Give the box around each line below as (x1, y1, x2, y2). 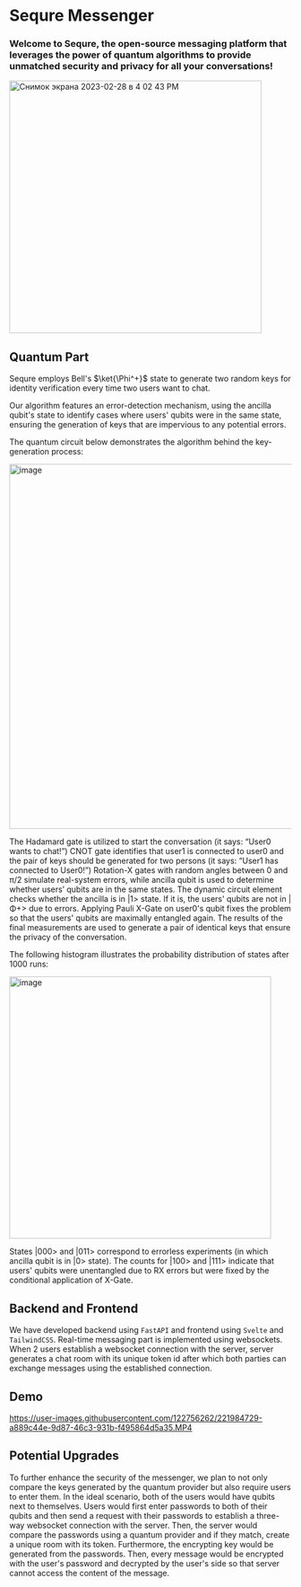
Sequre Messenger (9, 5, 155, 26)
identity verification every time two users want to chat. (9, 383, 211, 393)
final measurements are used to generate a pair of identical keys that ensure (9, 922, 291, 933)
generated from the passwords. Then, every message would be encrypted (9, 1548, 284, 1559)
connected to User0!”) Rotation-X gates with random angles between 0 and (9, 865, 288, 876)
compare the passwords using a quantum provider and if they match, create (9, 1529, 290, 1540)
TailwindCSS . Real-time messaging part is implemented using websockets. (9, 1335, 283, 1345)
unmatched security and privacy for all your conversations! (9, 60, 273, 73)
